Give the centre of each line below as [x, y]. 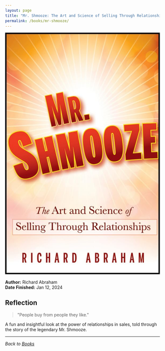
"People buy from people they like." [53, 315]
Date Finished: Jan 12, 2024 [34, 287]
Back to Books [20, 344]
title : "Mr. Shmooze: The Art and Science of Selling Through [70, 16]
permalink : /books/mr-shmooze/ [37, 21]
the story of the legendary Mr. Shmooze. [46, 329]
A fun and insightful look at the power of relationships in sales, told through [81, 324]
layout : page [18, 10]
